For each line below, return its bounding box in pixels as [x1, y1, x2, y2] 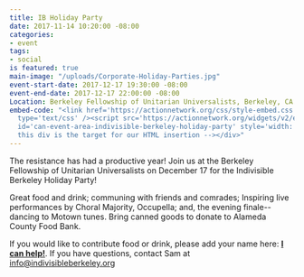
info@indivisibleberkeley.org [9, 257, 116, 268]
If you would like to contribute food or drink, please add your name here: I [9, 238, 284, 249]
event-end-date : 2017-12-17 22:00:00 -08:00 [9, 88, 180, 97]
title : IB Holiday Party [9, 13, 103, 23]
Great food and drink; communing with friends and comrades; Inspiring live [9, 191, 290, 203]
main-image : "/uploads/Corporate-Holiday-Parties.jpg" [9, 72, 221, 81]
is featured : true [9, 64, 79, 73]
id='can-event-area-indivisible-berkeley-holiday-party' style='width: [17, 123, 294, 132]
